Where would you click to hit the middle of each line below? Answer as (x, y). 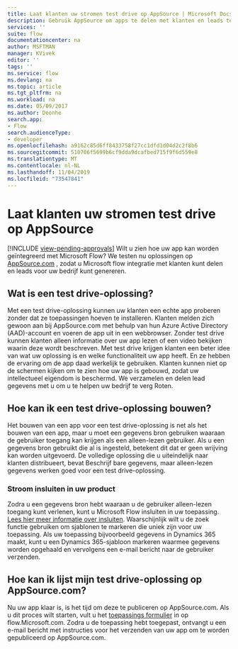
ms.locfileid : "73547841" (45, 179)
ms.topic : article (34, 87)
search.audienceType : (39, 133)
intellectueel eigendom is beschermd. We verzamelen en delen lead (106, 378)
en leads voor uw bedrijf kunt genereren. (67, 271)
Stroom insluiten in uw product (61, 489)
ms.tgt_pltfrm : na (34, 93)
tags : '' (20, 67)
